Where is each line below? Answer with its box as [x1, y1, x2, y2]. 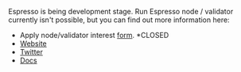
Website [19, 39, 48, 48]
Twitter [19, 47, 44, 56]
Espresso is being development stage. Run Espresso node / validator [8, 7, 234, 16]
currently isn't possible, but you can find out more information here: [8, 15, 230, 25]
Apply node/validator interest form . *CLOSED [19, 31, 169, 40]
